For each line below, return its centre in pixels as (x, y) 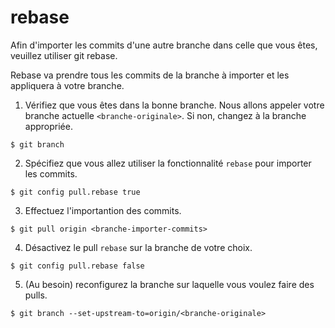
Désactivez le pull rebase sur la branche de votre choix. (138, 247)
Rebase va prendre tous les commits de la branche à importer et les (150, 75)
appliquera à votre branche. (67, 85)
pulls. (36, 295)
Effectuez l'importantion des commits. (103, 210)
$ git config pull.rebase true (75, 192)
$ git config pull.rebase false (77, 266)
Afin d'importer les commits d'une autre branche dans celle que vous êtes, (164, 45)
